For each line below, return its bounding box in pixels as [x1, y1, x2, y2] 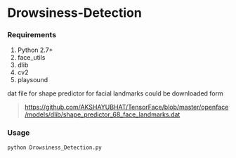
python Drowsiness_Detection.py [7, 144, 102, 151]
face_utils [17, 53, 46, 62]
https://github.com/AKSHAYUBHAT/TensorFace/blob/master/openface [24, 103, 229, 112]
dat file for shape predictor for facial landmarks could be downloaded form [7, 89, 223, 98]
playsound [17, 76, 48, 84]
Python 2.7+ [17, 46, 53, 54]
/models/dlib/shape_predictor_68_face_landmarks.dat [24, 110, 181, 119]
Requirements [7, 30, 57, 40]
